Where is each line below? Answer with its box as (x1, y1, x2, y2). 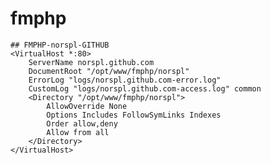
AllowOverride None (46, 101, 128, 111)
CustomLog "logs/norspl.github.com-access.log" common (28, 83, 262, 94)
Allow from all (46, 127, 110, 137)
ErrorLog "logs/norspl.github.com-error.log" (28, 75, 222, 85)
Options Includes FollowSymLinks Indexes (46, 110, 222, 120)
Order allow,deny (46, 118, 118, 129)
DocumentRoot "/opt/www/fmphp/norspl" (28, 66, 190, 76)
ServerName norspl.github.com (28, 57, 155, 67)
